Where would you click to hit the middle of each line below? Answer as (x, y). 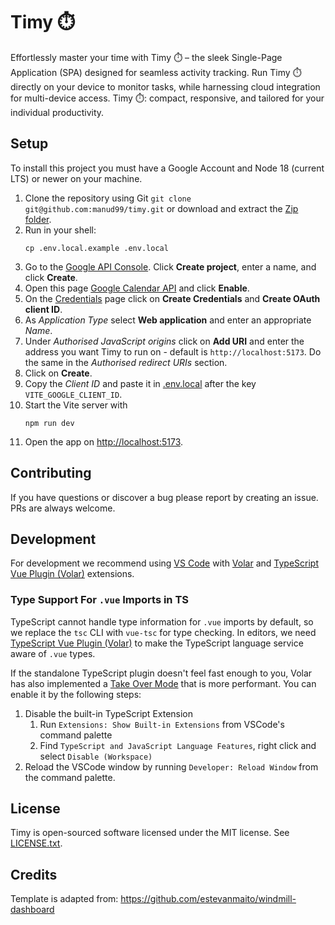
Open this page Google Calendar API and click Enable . (137, 288)
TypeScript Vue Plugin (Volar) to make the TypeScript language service (157, 643)
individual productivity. (57, 112)
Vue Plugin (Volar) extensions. (72, 574)
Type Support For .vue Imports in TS (99, 600)
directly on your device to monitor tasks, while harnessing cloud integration (165, 86)
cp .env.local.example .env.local (96, 248)
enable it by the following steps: (76, 694)
